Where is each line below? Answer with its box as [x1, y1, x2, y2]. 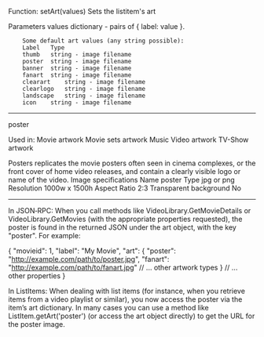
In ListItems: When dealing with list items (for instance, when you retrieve [8, 286, 246, 295]
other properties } [8, 271, 66, 281]
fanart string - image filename [22, 71, 132, 79]
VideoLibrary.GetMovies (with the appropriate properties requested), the [8, 215, 243, 223]
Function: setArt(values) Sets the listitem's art [8, 7, 156, 16]
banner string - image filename [22, 64, 132, 72]
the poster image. [8, 320, 65, 328]
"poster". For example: [8, 231, 81, 240]
